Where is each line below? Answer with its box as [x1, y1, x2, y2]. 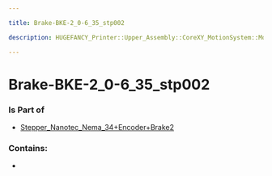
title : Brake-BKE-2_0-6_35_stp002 [8, 19, 125, 27]
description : [8, 33, 53, 41]
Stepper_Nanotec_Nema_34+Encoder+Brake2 [19, 122, 175, 132]
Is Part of [8, 104, 45, 115]
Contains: [8, 142, 49, 153]
